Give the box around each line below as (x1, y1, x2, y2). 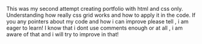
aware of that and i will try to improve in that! (6, 31, 119, 38)
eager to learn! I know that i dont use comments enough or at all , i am (6, 24, 183, 31)
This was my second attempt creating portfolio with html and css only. (6, 5, 184, 12)
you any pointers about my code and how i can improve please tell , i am (6, 18, 189, 25)
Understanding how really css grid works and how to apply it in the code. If (6, 11, 196, 19)
